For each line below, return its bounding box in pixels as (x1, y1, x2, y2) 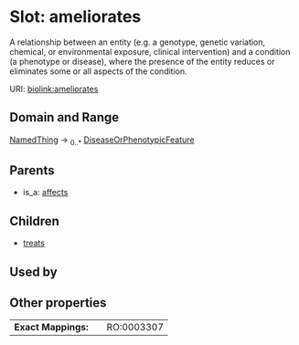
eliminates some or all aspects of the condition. (9, 66, 187, 77)
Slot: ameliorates (9, 6, 142, 27)
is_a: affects (22, 187, 69, 198)
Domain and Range (9, 110, 120, 125)
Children (9, 213, 59, 229)
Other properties (9, 295, 107, 310)
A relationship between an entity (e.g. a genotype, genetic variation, (9, 37, 266, 47)
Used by (9, 264, 58, 279)
